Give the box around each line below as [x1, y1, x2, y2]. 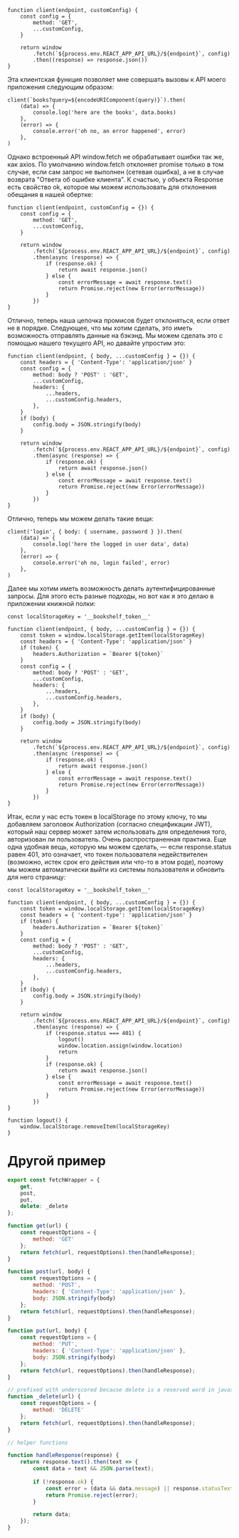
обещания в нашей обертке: [7, 191, 94, 198]
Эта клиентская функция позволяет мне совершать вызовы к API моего [7, 75, 226, 83]
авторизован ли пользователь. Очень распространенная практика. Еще [7, 835, 227, 843]
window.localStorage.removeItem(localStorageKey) [20, 1123, 171, 1130]
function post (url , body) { [7, 1268, 91, 1276]
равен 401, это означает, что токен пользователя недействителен [7, 850, 208, 859]
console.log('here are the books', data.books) [33, 109, 176, 116]
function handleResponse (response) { [7, 1452, 119, 1459]
